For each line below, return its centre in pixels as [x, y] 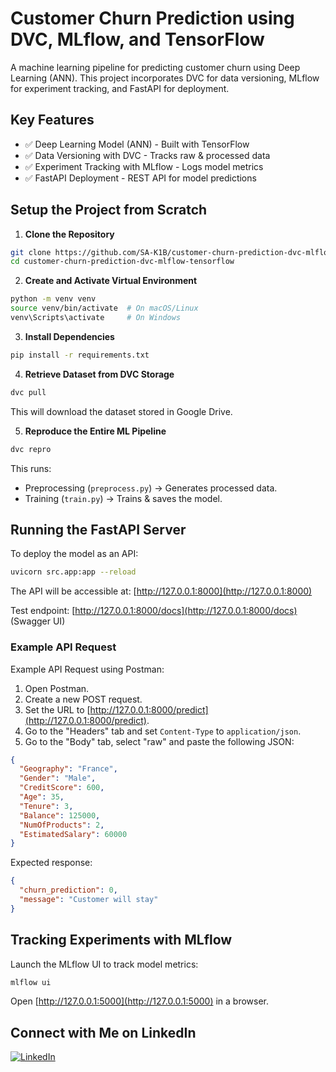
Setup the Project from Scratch [109, 210]
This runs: [31, 468]
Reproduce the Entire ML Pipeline [95, 431]
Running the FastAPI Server [98, 529]
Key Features [52, 120]
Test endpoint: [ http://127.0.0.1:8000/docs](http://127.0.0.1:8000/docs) [154, 611]
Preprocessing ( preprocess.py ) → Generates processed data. [151, 488]
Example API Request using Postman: [87, 669]
